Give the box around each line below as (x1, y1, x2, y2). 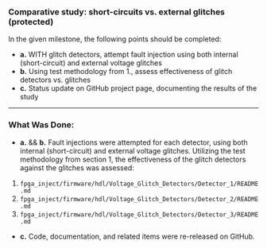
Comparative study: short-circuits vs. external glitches (8, 6, 225, 18)
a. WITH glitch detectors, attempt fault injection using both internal (19, 50, 238, 60)
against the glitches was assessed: (19, 162, 135, 173)
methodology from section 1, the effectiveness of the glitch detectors (19, 154, 246, 164)
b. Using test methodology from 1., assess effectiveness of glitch (19, 67, 233, 76)
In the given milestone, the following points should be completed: (8, 34, 222, 44)
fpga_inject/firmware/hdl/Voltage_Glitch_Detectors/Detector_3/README (19, 210, 259, 219)
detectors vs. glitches (19, 75, 91, 85)
